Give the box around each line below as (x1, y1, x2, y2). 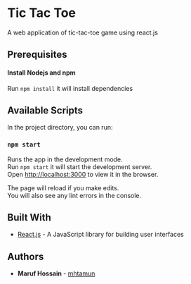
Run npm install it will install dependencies (7, 84, 133, 92)
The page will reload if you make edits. (7, 183, 119, 192)
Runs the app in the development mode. (7, 155, 123, 163)
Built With (7, 211, 51, 223)
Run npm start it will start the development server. (7, 162, 152, 171)
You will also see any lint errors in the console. (7, 191, 142, 199)
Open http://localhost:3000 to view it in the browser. (7, 170, 159, 178)
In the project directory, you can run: (7, 123, 113, 132)
